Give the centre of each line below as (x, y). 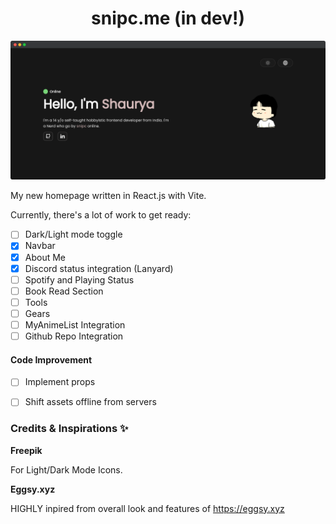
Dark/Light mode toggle (73, 234)
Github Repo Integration (74, 336)
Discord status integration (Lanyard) (99, 268)
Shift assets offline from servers (90, 402)
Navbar (40, 246)
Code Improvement (51, 359)
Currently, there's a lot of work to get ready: (101, 215)
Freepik (26, 450)
